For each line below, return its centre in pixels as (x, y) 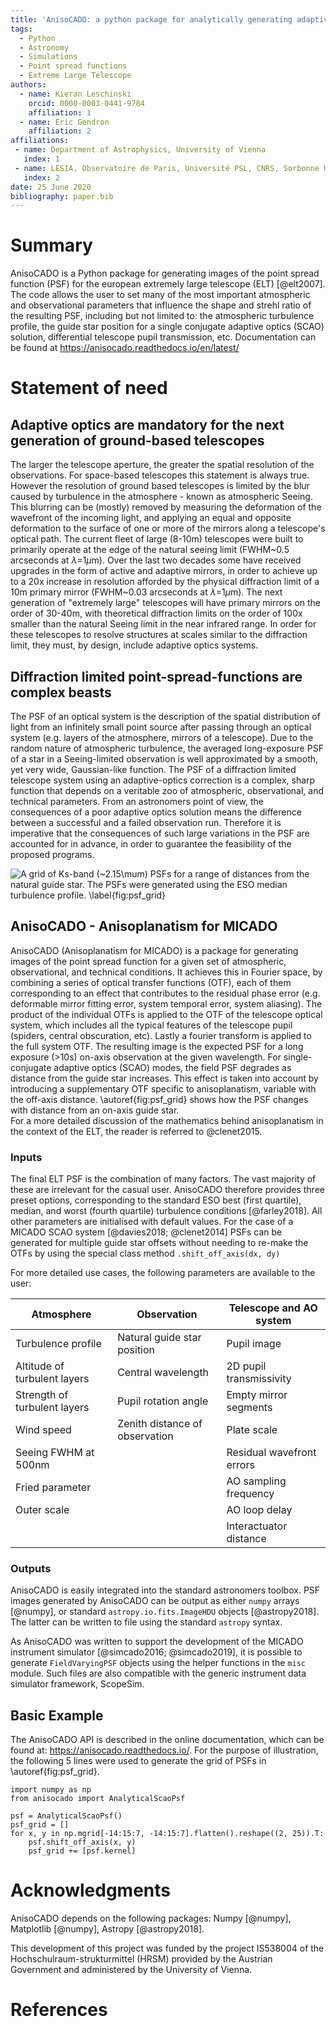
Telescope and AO (273, 1308)
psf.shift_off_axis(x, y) (82, 1842)
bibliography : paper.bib (62, 196)
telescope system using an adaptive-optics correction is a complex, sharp (163, 780)
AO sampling (256, 1481)
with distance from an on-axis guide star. (95, 1110)
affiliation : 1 (60, 112)
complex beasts (61, 692)
